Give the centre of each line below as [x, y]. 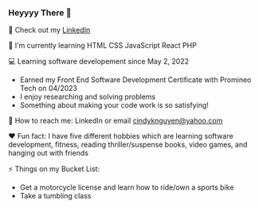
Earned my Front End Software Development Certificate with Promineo [135, 80]
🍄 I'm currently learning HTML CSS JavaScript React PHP [102, 45]
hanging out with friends [49, 153]
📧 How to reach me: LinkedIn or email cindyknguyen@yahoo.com [116, 121]
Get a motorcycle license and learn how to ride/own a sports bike [127, 187]
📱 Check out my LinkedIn [49, 30]
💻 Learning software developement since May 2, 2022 [99, 61]
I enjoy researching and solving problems [88, 97]
